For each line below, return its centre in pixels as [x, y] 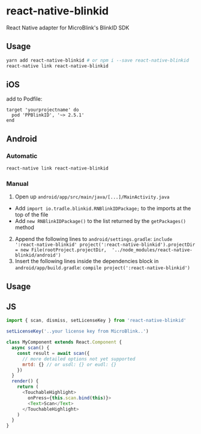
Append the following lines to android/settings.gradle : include [94, 239]
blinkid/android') [38, 255]
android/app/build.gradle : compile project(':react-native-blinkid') [102, 267]
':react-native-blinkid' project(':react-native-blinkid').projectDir [105, 245]
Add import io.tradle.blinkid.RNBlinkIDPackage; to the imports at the [103, 209]
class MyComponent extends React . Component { [64, 342]
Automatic [22, 156]
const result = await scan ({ [53, 353]
